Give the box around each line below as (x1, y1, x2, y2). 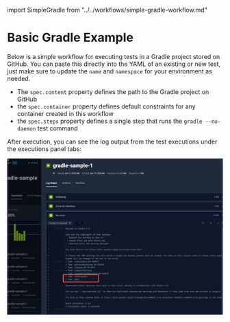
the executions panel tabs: (7, 144, 82, 153)
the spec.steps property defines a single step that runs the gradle (16, 117, 203, 125)
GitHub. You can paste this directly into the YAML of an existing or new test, (7, 60, 221, 68)
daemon (16, 125, 36, 133)
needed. (7, 74, 31, 82)
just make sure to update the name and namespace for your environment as (7, 67, 212, 75)
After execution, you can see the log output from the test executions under (7, 137, 218, 146)
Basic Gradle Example (7, 30, 133, 45)
